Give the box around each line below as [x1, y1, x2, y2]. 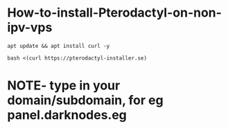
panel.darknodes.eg [7, 108, 127, 123]
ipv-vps [7, 19, 53, 35]
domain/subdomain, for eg [7, 92, 164, 108]
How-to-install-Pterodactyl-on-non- [7, 5, 222, 21]
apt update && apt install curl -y [7, 42, 110, 49]
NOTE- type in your [7, 78, 121, 94]
